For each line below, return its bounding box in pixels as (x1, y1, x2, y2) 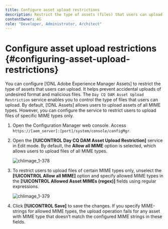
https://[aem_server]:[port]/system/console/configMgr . (12, 128, 131, 134)
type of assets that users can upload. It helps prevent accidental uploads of (5, 86, 161, 92)
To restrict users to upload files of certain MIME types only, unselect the (12, 167, 162, 173)
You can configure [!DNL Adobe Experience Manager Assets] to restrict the (5, 81, 161, 87)
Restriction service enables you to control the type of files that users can (5, 97, 158, 103)
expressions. (12, 183, 39, 189)
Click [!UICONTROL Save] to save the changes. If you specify (12, 203, 140, 209)
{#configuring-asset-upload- (5, 54, 130, 65)
